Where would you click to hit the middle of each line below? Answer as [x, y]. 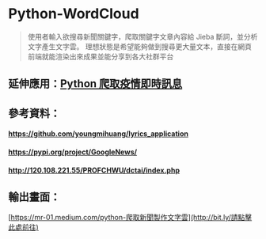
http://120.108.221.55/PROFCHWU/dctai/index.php [94, 170]
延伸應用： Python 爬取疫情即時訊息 [95, 84]
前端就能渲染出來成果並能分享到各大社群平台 [101, 56]
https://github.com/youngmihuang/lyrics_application [98, 134]
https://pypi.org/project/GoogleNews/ [72, 152]
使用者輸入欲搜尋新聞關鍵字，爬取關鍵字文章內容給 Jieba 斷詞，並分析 [142, 36]
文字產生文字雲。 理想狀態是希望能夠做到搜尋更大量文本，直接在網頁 [139, 46]
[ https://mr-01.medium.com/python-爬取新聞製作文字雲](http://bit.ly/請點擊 [130, 218]
